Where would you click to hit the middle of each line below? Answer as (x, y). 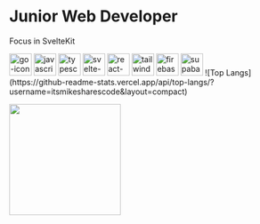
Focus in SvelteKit (42, 41)
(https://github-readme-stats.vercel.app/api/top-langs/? (112, 82)
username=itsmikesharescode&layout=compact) (98, 92)
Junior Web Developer (93, 16)
